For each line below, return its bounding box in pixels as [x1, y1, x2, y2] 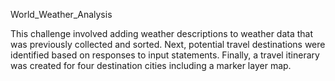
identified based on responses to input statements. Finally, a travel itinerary [10, 49, 320, 61]
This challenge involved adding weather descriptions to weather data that [10, 28, 314, 39]
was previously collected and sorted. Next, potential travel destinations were [10, 39, 326, 50]
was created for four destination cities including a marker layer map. [10, 60, 292, 71]
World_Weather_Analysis [10, 9, 113, 20]
